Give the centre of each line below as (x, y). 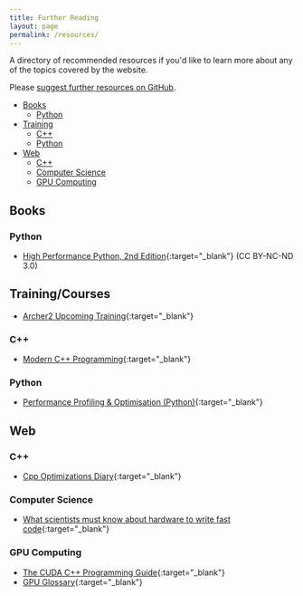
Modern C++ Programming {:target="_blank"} (107, 360)
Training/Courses (60, 294)
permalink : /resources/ (54, 34)
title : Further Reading (54, 18)
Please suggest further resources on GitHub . (93, 88)
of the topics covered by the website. (79, 70)
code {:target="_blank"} (66, 529)
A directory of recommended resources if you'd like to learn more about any (151, 61)
